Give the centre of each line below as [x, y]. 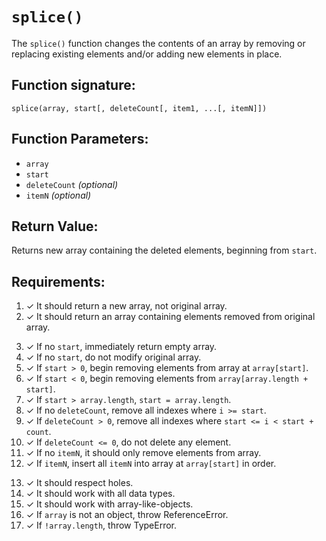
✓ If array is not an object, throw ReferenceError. [127, 515]
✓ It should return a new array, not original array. [126, 306]
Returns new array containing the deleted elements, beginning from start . [164, 250]
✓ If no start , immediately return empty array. [121, 347]
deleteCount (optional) [72, 184]
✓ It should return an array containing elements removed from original [170, 317]
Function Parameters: [80, 139]
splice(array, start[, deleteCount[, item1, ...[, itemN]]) [139, 108]
